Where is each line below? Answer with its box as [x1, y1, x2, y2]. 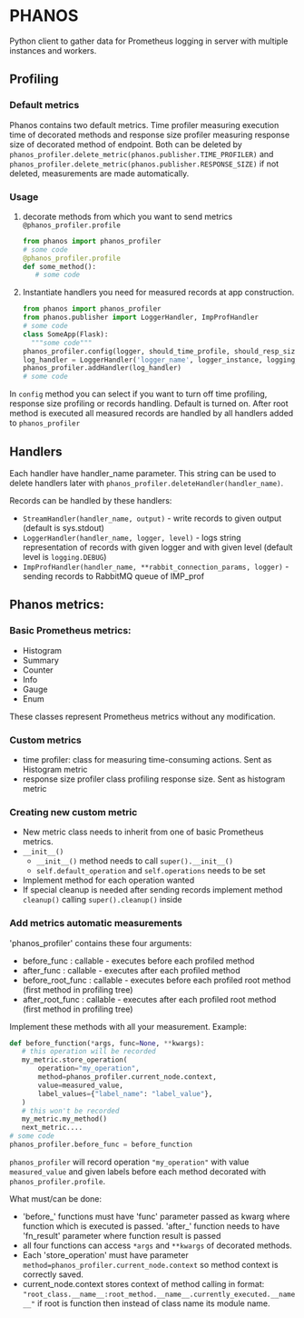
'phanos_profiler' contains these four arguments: [9, 937, 192, 948]
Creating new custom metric [9, 805, 138, 818]
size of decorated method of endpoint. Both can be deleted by [9, 138, 242, 150]
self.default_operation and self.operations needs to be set [35, 865, 266, 876]
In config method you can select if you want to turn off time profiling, [9, 388, 268, 400]
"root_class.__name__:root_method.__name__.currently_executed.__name [22, 1290, 296, 1299]
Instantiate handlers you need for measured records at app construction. [22, 287, 295, 298]
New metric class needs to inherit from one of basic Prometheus [22, 826, 264, 837]
